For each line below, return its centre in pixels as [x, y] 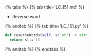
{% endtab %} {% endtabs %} [35, 49]
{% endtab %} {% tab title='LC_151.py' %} [47, 26]
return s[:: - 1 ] [25, 40]
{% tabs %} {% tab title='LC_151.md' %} [45, 7]
